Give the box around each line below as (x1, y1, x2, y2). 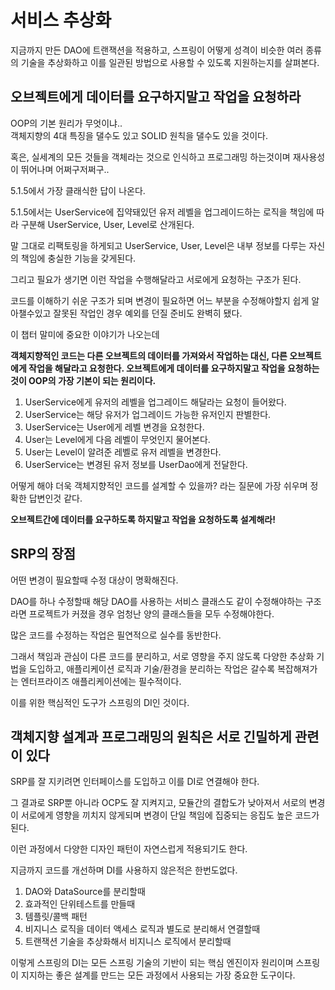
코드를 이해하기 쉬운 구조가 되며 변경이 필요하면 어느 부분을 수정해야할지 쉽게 (10, 294, 310, 306)
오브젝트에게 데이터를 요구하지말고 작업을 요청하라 (10, 89, 302, 106)
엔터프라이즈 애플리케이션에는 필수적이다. (20, 675, 182, 687)
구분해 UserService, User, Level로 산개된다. (20, 218, 195, 230)
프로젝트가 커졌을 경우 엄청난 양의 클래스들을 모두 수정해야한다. (28, 607, 275, 620)
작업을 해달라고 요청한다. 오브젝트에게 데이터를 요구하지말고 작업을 (28, 362, 286, 374)
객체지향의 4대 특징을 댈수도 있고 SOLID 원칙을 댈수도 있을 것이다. (10, 129, 268, 141)
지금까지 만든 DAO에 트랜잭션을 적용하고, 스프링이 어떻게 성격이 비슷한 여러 (10, 44, 304, 56)
